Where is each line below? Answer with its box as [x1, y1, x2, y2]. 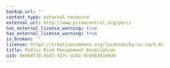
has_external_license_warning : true [6, 31, 97, 37]
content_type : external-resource [6, 14, 89, 20]
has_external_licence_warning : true [6, 25, 97, 31]
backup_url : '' [6, 8, 44, 15]
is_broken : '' [6, 36, 42, 42]
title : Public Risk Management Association [6, 47, 116, 53]
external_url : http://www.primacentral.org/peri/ [6, 20, 132, 25]
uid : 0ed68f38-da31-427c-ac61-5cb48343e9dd [6, 53, 116, 59]
